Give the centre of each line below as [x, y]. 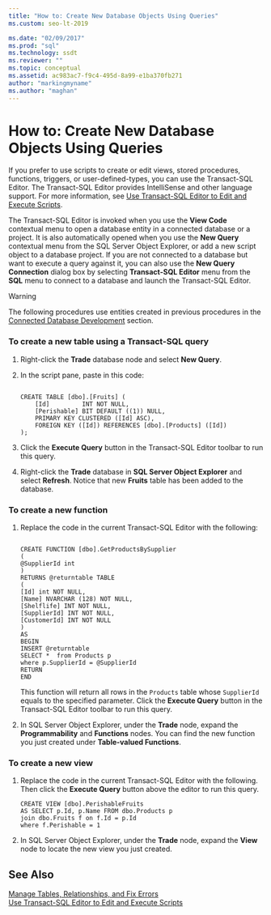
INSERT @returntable [55, 649]
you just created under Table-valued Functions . [101, 743]
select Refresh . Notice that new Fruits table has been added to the [132, 480]
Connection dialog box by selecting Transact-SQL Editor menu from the [129, 272]
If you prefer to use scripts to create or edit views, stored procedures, [125, 170]
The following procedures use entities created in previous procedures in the [135, 312]
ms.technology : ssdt [43, 53]
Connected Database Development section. [81, 321]
